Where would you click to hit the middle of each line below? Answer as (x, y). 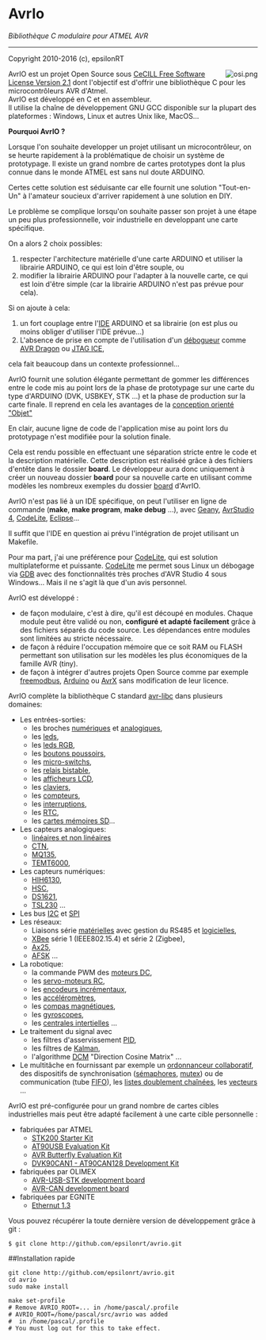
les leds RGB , (53, 745)
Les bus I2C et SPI (50, 913)
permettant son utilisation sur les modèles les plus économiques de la (133, 655)
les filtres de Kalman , (66, 1048)
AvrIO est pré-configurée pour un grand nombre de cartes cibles (114, 1105)
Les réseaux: (40, 921)
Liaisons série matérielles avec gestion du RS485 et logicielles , (134, 930)
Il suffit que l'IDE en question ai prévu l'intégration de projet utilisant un (123, 533)
